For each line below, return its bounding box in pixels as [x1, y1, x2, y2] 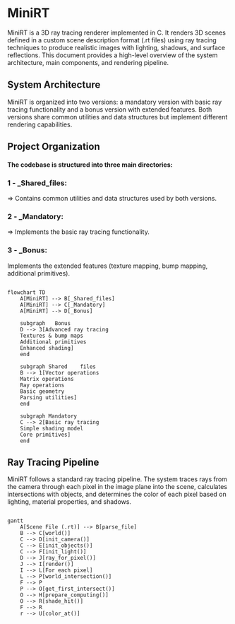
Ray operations [20, 382, 65, 389]
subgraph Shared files [20, 363, 97, 370]
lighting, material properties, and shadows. [7, 498, 132, 506]
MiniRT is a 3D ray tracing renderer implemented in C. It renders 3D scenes [7, 28, 226, 37]
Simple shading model [20, 425, 83, 432]
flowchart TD [7, 288, 46, 296]
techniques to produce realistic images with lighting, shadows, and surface [7, 43, 226, 52]
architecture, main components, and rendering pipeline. [7, 58, 169, 66]
